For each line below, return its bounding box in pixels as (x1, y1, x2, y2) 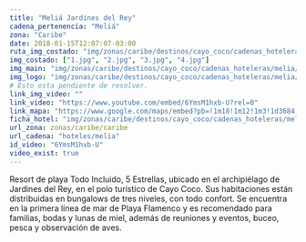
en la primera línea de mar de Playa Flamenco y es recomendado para (9, 202, 273, 214)
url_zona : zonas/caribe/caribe (9, 124, 128, 133)
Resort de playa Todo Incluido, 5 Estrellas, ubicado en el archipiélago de (9, 174, 280, 185)
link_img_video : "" (9, 89, 84, 98)
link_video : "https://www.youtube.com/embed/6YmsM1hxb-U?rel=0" (9, 97, 259, 107)
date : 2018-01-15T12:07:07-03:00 (9, 38, 137, 48)
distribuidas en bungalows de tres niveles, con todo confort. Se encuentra (9, 193, 288, 204)
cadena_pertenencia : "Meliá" (9, 22, 120, 31)
